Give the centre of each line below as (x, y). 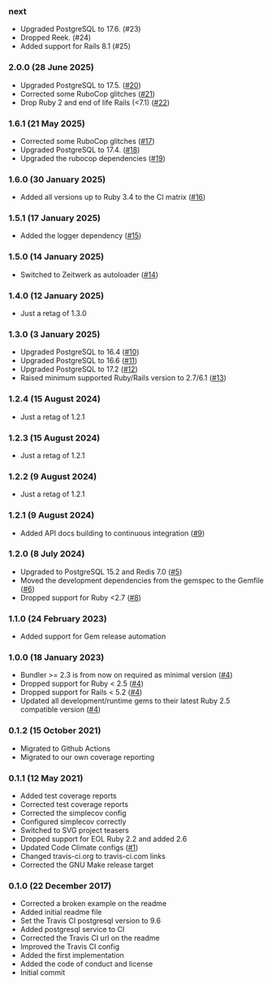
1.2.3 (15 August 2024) (54, 438)
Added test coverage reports (68, 796)
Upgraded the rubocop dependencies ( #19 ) (93, 158)
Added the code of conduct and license (86, 964)
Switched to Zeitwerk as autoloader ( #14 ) (89, 275)
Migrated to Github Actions (65, 748)
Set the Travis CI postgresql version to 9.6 (90, 921)
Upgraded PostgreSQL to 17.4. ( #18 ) (80, 150)
